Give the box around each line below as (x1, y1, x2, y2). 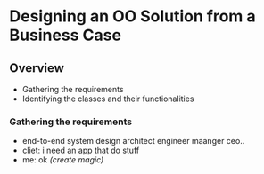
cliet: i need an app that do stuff (21, 145, 140, 156)
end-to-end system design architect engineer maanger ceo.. (21, 136, 245, 146)
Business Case (9, 25, 122, 45)
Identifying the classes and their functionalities (21, 93, 194, 104)
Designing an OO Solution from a (9, 6, 256, 27)
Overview (9, 60, 65, 75)
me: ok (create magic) (21, 154, 104, 165)
